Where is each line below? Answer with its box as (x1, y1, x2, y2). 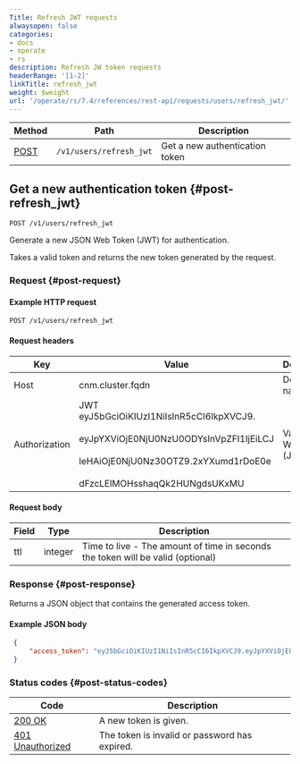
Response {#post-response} (9, 578, 136, 590)
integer (43, 545, 74, 557)
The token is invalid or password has (98, 729, 253, 742)
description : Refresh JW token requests (9, 64, 162, 72)
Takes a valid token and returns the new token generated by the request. (9, 252, 277, 263)
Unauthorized (13, 740, 71, 752)
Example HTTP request (9, 296, 96, 307)
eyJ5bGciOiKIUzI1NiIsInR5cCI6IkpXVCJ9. (79, 410, 256, 422)
